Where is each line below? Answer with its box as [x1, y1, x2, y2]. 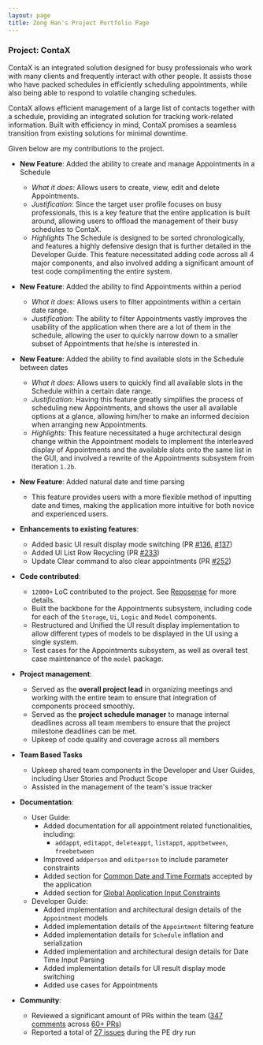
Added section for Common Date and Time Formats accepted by [43, 871, 254, 880]
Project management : [19, 669, 92, 678]
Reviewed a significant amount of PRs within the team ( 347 [31, 1010, 223, 1020]
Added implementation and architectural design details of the [43, 905, 242, 914]
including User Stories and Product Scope [31, 774, 168, 783]
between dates [19, 362, 69, 371]
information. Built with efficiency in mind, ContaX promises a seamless [8, 120, 237, 129]
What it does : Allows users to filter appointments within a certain [31, 297, 242, 306]
